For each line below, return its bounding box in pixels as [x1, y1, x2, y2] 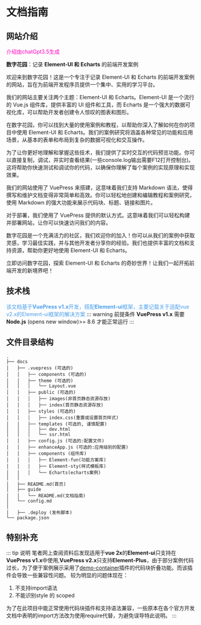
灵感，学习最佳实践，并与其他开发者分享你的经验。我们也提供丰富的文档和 [6, 240, 190, 246]
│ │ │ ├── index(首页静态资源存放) [6, 402, 103, 408]
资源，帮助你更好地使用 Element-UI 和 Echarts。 [11, 247, 130, 254]
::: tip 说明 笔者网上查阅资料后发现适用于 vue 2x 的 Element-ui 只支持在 [6, 549, 176, 556]
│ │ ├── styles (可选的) [6, 408, 77, 414]
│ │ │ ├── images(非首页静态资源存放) [6, 396, 111, 402]
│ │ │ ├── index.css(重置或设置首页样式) [6, 415, 119, 421]
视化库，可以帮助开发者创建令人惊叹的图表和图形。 [6, 109, 132, 115]
